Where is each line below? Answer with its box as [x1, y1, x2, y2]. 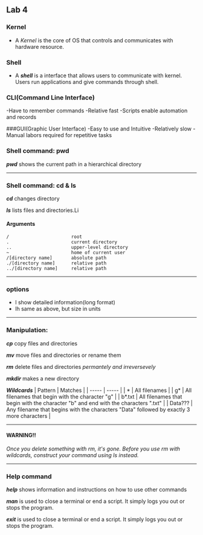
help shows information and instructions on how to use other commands [6, 486, 187, 493]
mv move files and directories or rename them [6, 351, 121, 359]
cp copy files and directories [6, 339, 77, 347]
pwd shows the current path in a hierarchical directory [6, 160, 142, 168]
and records [6, 114, 37, 121]
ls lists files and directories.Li [6, 207, 79, 214]
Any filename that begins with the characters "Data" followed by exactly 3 [6, 406, 190, 413]
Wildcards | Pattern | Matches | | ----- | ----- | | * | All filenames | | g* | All [6, 386, 192, 394]
